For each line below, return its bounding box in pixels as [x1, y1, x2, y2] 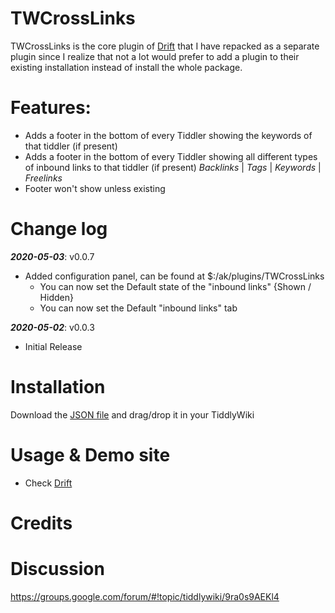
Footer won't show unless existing [24, 182, 166, 194]
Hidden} [39, 291, 74, 303]
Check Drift [24, 477, 73, 489]
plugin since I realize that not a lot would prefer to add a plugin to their [10, 50, 300, 62]
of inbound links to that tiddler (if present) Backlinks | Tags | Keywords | [24, 161, 322, 173]
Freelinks [24, 172, 63, 184]
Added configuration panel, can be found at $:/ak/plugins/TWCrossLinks [24, 270, 325, 282]
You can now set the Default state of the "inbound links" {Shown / [39, 280, 312, 292]
